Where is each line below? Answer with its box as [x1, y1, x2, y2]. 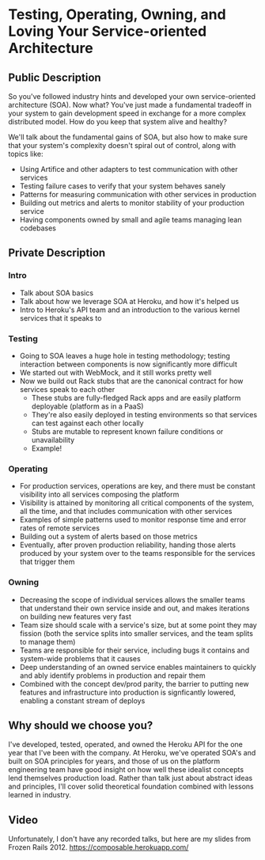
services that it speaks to [19, 313, 102, 322]
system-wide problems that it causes [19, 653, 141, 663]
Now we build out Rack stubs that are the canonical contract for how [19, 376, 244, 386]
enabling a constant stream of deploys [19, 695, 146, 706]
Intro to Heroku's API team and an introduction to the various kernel [19, 305, 240, 314]
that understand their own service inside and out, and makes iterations [19, 603, 250, 613]
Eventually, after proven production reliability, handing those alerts [19, 540, 236, 550]
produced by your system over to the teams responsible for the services [19, 549, 256, 558]
